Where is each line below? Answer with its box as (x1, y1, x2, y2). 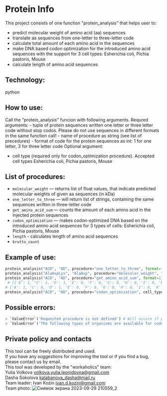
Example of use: (5, 253, 56, 262)
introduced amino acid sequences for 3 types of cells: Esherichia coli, (12, 223, 156, 229)
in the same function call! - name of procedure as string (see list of (5, 132, 142, 138)
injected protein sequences (12, 212, 69, 218)
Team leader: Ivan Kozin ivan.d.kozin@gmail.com (5, 380, 106, 386)
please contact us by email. (5, 359, 62, 365)
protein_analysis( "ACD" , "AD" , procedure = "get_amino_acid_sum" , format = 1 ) (5, 275, 164, 280)
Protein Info (5, 3, 55, 15)
